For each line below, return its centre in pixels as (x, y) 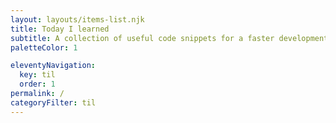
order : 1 (37, 84)
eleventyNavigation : (53, 66)
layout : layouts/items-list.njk (77, 19)
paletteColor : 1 (44, 47)
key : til (37, 75)
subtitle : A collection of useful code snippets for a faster (142, 38)
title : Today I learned (60, 29)
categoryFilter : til (53, 102)
